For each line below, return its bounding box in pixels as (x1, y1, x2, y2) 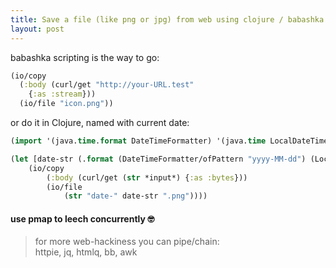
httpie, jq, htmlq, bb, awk (34, 246, 138, 258)
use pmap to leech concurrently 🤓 (10, 212, 155, 225)
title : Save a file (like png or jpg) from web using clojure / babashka (10, 14, 325, 25)
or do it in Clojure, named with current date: (10, 117, 190, 128)
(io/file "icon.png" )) (19, 99, 114, 109)
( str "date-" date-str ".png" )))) (63, 191, 208, 201)
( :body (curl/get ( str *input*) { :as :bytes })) (46, 172, 248, 183)
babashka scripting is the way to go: (10, 51, 160, 63)
